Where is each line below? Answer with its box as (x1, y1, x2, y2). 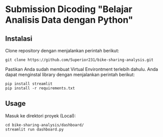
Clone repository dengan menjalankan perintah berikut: (5, 48, 119, 53)
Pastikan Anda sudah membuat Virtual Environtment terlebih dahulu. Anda (5, 66, 158, 72)
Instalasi (5, 34, 33, 43)
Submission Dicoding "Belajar (5, 4, 132, 15)
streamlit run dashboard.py (5, 127, 64, 132)
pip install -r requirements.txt (5, 86, 75, 91)
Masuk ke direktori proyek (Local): (5, 112, 76, 119)
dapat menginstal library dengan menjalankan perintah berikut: (5, 72, 135, 78)
